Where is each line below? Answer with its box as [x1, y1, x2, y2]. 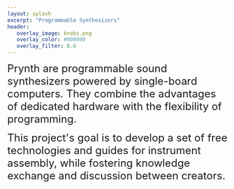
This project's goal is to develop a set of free [7, 131, 228, 144]
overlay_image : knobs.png [16, 29, 92, 37]
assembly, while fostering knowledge [7, 156, 191, 169]
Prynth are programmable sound [7, 62, 168, 75]
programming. [7, 112, 77, 126]
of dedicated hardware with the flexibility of [7, 100, 222, 113]
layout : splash [7, 10, 52, 17]
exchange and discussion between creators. [7, 169, 226, 182]
